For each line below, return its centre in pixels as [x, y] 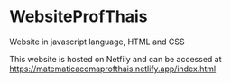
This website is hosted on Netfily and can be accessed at [116, 59]
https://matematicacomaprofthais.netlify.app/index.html [113, 69]
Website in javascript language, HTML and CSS [97, 41]
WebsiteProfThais [79, 17]
